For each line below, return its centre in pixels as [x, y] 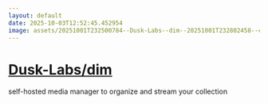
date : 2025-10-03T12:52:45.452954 [66, 23]
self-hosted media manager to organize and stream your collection [118, 91]
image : [19, 30]
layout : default [35, 15]
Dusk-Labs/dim [61, 69]
